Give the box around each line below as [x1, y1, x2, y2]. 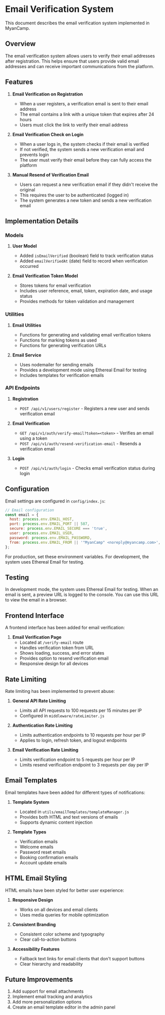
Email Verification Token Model [12, 273, 78, 279]
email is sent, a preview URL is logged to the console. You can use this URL [5, 592, 159, 597]
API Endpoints [5, 384, 40, 391]
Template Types [12, 829, 47, 835]
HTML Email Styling [5, 874, 67, 883]
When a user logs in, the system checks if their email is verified [19, 141, 149, 147]
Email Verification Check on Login [12, 131, 84, 137]
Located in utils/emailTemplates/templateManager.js [19, 809, 129, 815]
